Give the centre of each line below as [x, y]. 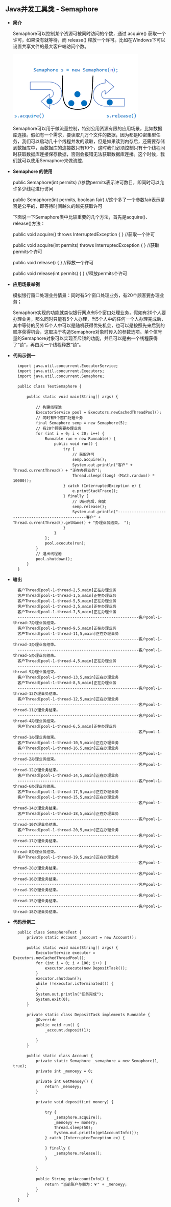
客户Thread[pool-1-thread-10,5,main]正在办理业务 [68, 743]
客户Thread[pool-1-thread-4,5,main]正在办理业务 [67, 661]
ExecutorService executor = [65, 953]
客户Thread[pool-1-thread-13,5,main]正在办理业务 [68, 677]
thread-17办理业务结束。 [36, 841]
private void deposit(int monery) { [75, 1102]
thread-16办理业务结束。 [36, 879]
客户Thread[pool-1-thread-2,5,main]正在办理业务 [67, 590]
